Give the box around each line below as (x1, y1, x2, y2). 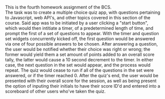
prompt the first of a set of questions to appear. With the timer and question (5, 31, 159, 36)
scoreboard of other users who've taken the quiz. (5, 89, 106, 94)
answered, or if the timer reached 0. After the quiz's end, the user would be (5, 73, 159, 78)
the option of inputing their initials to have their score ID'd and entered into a (5, 83, 161, 89)
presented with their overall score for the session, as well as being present (5, 78, 157, 84)
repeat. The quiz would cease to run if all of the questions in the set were (5, 67, 154, 73)
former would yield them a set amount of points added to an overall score (5, 51, 155, 57)
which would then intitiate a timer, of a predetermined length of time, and (5, 25, 154, 31)
